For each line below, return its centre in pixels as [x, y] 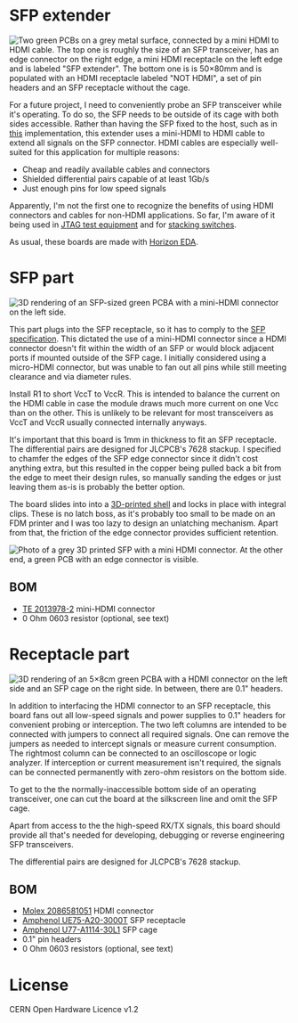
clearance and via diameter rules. [70, 376]
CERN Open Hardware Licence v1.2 [74, 1010]
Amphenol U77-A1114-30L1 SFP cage [90, 930]
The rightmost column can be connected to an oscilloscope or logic [133, 753]
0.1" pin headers [52, 939]
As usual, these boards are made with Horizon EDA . [104, 241]
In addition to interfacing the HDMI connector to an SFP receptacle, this [140, 706]
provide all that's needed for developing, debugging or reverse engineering [147, 835]
